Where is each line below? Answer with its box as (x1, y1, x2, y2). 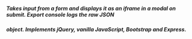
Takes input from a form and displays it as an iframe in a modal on (6, 5, 176, 12)
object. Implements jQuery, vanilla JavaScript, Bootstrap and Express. (6, 25, 187, 32)
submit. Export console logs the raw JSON (6, 11, 114, 18)
